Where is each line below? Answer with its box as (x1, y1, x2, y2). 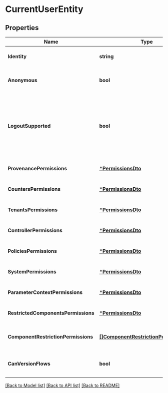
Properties (5, 24, 39, 32)
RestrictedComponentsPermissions (7, 309, 94, 316)
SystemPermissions (7, 268, 56, 275)
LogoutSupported (7, 123, 51, 129)
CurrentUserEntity (5, 4, 83, 15)
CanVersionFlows (7, 360, 51, 367)
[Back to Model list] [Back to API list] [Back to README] (5, 382, 120, 388)
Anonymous (7, 77, 37, 84)
